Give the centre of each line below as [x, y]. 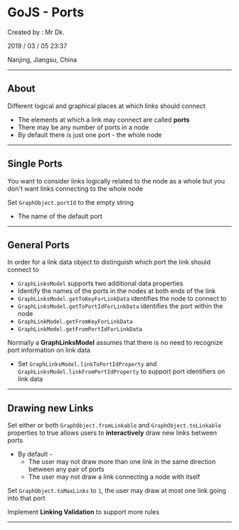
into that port [26, 498]
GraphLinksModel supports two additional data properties [100, 283]
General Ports [38, 245]
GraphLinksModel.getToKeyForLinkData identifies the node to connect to [122, 299]
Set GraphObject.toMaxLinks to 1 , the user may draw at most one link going [117, 491]
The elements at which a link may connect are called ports [103, 120]
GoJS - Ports [46, 12]
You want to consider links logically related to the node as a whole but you [116, 181]
